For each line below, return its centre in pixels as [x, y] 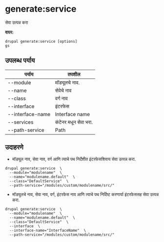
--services [20, 122]
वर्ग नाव [62, 98]
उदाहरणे [14, 147]
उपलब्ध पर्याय [20, 61]
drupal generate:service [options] [41, 41]
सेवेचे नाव [63, 90]
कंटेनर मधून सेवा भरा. [74, 122]
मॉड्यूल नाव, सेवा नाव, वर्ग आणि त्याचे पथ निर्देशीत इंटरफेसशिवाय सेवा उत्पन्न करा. [74, 159]
